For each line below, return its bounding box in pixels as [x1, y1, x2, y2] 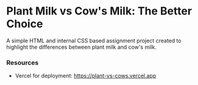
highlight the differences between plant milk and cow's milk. [6, 43, 157, 51]
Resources [6, 58, 39, 67]
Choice [6, 17, 44, 31]
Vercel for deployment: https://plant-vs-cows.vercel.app [15, 72, 157, 80]
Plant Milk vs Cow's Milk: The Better [6, 4, 193, 18]
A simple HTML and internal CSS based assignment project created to [6, 37, 182, 44]
